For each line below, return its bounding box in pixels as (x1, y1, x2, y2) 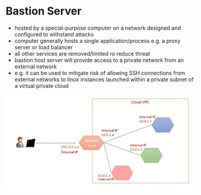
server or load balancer (14, 44, 73, 51)
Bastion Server (5, 4, 82, 18)
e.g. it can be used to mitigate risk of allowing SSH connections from (14, 69, 185, 76)
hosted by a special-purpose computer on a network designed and (14, 24, 182, 31)
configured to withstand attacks (14, 30, 94, 38)
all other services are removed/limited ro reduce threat (14, 50, 150, 57)
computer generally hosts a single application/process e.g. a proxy (14, 37, 180, 44)
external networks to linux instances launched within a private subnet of (14, 76, 194, 83)
